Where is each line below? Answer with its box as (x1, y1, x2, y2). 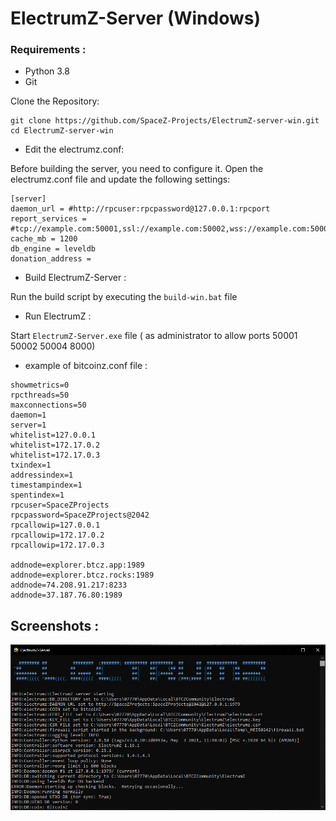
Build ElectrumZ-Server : (24, 272, 127, 284)
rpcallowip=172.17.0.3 (10, 540, 105, 551)
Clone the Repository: (10, 95, 100, 107)
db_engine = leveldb (10, 244, 97, 254)
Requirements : (10, 43, 87, 57)
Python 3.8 (24, 65, 70, 77)
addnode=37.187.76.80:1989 (10, 590, 123, 601)
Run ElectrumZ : (24, 310, 92, 322)
